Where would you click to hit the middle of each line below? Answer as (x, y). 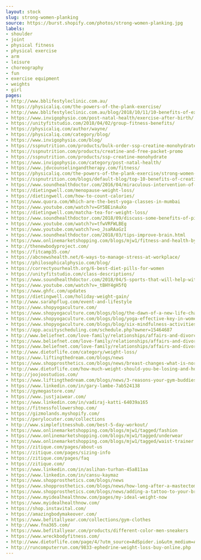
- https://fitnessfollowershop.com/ (51, 408)
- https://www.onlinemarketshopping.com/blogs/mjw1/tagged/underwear (94, 436)
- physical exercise (31, 51)
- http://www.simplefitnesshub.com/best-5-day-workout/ (77, 425)
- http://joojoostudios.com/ (42, 375)
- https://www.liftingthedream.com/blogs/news (65, 358)
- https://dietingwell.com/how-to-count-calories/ (70, 196)
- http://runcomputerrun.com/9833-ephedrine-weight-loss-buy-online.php (98, 547)
